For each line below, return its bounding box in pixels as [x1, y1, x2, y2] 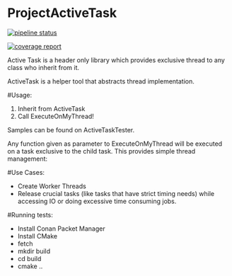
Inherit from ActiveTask [17, 104, 86, 113]
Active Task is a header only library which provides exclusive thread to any [7, 55, 225, 64]
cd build [17, 254, 42, 263]
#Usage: [7, 91, 33, 99]
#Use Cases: [7, 168, 45, 176]
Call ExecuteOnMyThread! [17, 112, 94, 120]
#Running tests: [7, 210, 53, 219]
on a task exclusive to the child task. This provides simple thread [7, 146, 196, 155]
